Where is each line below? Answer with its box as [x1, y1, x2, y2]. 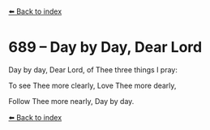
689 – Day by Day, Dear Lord [8, 38, 203, 57]
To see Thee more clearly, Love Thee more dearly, [8, 80, 177, 90]
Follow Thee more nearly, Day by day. [8, 96, 135, 106]
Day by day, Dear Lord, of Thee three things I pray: [8, 64, 178, 75]
